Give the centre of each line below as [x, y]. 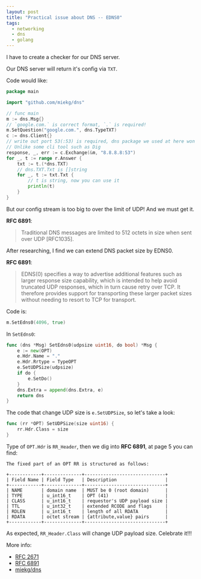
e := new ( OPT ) [35, 351]
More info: [19, 545]
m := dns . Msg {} [25, 119]
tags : [13, 23]
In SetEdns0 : [21, 334]
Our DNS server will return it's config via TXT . [62, 69]
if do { [26, 373]
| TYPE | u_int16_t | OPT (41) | [87, 496]
